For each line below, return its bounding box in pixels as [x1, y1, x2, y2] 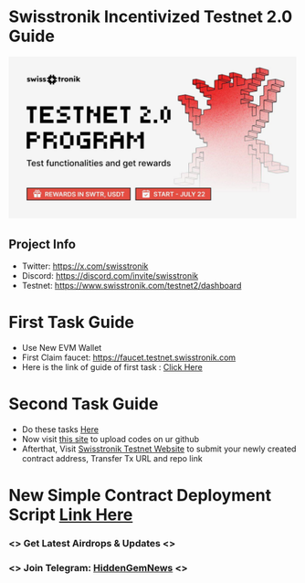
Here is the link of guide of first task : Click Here [21, 362, 203, 373]
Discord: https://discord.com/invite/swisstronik [21, 270, 199, 281]
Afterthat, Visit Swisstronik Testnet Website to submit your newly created [21, 443, 297, 454]
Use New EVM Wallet [21, 343, 102, 354]
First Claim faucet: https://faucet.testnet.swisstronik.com [21, 352, 237, 363]
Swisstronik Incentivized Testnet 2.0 [8, 6, 293, 27]
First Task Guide [8, 313, 134, 333]
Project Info [8, 236, 77, 252]
